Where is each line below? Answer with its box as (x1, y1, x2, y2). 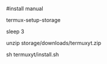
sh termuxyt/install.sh (6, 51, 59, 58)
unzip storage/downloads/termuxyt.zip (6, 40, 102, 46)
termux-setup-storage (6, 17, 61, 23)
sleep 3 (6, 28, 25, 35)
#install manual (6, 5, 43, 12)
